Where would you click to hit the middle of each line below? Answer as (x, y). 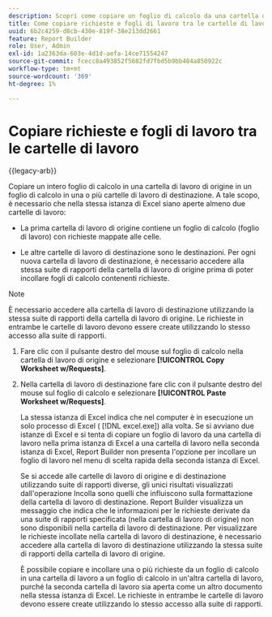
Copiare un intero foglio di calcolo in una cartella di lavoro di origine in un (130, 187)
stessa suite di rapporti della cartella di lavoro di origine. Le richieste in (126, 318)
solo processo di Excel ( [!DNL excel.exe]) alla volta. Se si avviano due (137, 426)
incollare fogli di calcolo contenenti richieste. (95, 278)
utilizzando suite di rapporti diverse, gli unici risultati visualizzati (126, 485)
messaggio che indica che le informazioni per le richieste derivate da (135, 511)
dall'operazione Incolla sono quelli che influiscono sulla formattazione (136, 494)
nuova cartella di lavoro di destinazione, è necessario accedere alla (132, 261)
